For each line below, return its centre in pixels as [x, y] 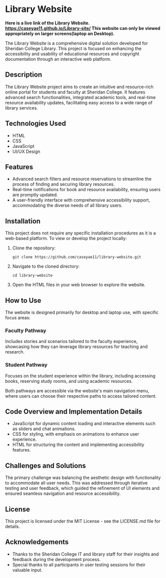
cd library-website [32, 276]
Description [24, 75]
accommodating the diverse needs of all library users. [67, 206]
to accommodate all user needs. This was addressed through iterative [76, 483]
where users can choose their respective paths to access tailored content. [81, 396]
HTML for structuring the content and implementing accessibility [78, 445]
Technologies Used [35, 124]
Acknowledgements [37, 542]
